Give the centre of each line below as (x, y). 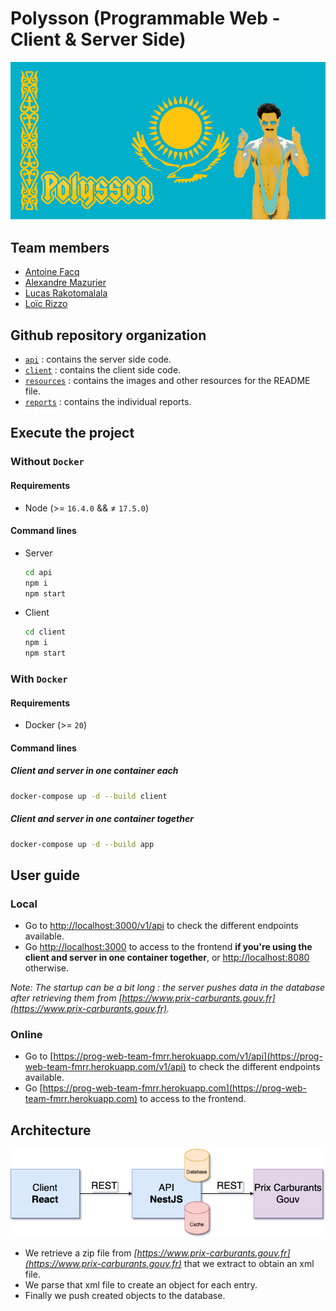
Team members (60, 247)
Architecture (51, 1130)
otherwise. (47, 968)
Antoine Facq (52, 272)
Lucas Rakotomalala (66, 293)
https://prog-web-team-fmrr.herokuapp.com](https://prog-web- (174, 1088)
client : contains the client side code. (103, 370)
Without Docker (47, 462)
